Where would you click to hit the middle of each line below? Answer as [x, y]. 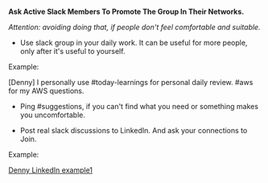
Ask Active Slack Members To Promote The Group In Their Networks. [126, 12]
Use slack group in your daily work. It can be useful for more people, [134, 43]
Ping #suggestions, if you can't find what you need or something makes [139, 106]
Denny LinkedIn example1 [51, 170]
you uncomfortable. [53, 115]
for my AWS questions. [46, 91]
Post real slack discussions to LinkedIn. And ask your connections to [134, 130]
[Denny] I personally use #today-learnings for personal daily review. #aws [131, 82]
